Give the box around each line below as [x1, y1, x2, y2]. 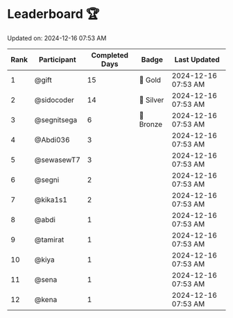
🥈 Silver [139, 95, 164, 105]
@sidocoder [34, 95, 75, 105]
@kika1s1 [34, 194, 68, 204]
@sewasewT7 [34, 155, 81, 165]
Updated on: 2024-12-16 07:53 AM [7, 33, 107, 42]
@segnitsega [34, 115, 78, 124]
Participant [38, 54, 76, 64]
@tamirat [34, 235, 64, 244]
